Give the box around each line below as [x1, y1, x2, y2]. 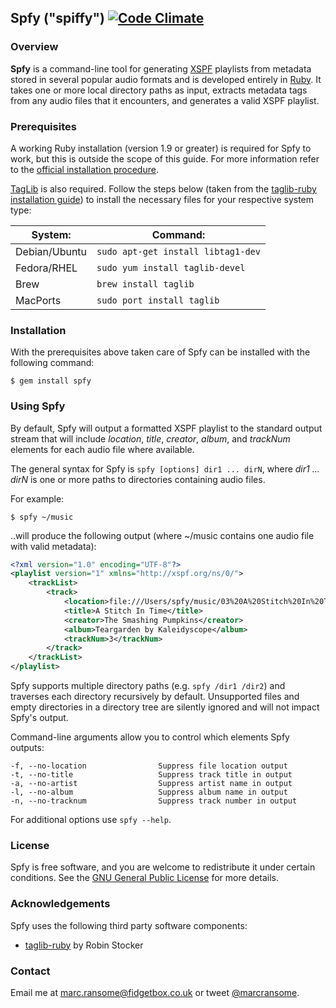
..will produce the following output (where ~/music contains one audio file [10, 529, 315, 541]
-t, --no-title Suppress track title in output [10, 770, 293, 780]
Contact [10, 964, 51, 978]
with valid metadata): [10, 540, 97, 552]
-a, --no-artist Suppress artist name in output [10, 779, 293, 789]
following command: [10, 357, 95, 369]
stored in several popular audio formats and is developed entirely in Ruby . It [10, 73, 322, 85]
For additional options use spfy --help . [10, 814, 172, 826]
